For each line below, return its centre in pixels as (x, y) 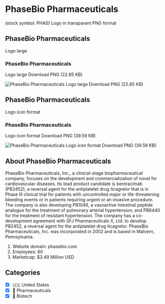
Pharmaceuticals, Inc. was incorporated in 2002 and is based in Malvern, (80, 231)
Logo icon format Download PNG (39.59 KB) (50, 136)
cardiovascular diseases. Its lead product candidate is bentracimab (74, 184)
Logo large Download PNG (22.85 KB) (44, 75)
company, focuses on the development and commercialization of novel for (81, 178)
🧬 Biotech (22, 296)
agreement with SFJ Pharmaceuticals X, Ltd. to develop (90, 221)
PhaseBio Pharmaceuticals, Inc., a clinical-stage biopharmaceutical (74, 173)
